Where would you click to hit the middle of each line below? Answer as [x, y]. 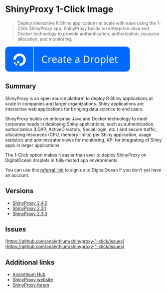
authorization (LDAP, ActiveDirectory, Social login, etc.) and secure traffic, [81, 129]
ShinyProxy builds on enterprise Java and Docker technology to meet [77, 118]
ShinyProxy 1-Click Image [59, 9]
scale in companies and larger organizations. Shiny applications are [75, 103]
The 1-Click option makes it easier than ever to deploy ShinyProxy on [76, 155]
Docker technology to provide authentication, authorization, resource [88, 33]
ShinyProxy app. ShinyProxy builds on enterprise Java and [89, 28]
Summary [21, 86]
